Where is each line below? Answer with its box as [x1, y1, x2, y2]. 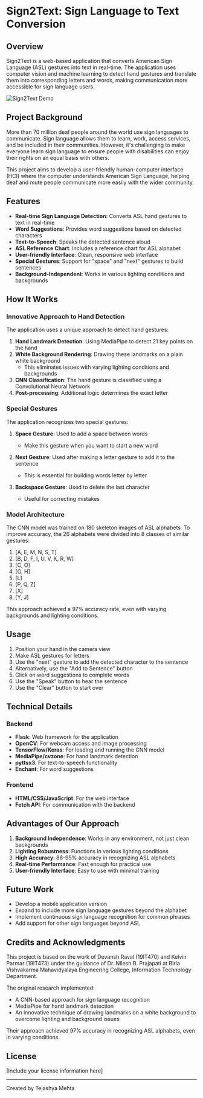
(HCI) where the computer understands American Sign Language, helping [6, 172, 190, 179]
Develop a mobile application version [14, 901, 108, 908]
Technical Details [6, 701, 73, 712]
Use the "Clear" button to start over [14, 684, 104, 691]
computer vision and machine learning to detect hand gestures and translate [6, 70, 197, 77]
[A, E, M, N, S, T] [14, 548, 57, 555]
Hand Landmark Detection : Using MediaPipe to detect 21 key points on [14, 338, 193, 345]
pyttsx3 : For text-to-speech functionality [14, 759, 118, 767]
